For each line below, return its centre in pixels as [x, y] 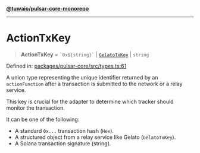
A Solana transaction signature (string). [63, 143]
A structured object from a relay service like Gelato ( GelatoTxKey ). [95, 137]
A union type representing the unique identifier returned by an [82, 77]
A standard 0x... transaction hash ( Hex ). [64, 130]
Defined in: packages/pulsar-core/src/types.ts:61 [66, 66]
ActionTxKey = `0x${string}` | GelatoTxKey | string [85, 54]
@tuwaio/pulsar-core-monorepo [48, 9]
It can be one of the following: [43, 119]
